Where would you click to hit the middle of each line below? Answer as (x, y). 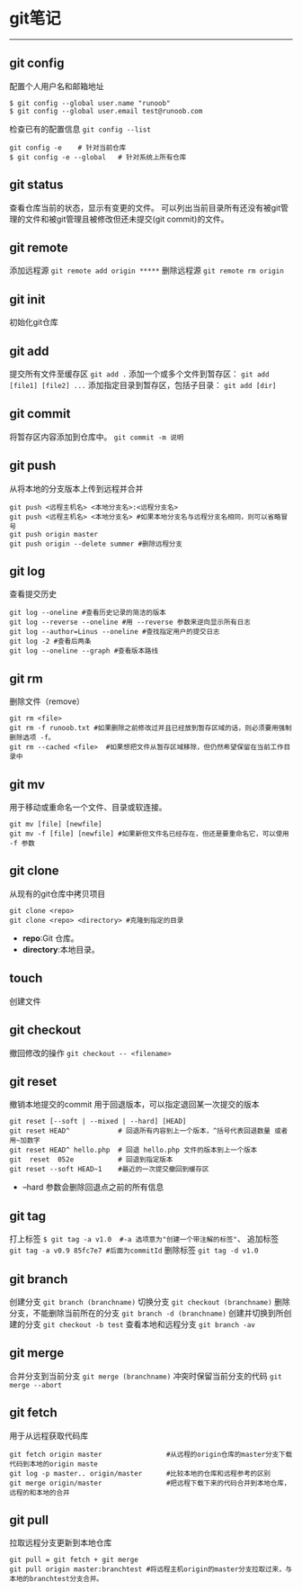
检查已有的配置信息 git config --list (80, 129)
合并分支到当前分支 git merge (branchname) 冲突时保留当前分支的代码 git (146, 1376)
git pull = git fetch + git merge (74, 1560)
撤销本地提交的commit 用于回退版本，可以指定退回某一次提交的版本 (134, 1105)
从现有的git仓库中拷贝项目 (58, 893)
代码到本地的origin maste (54, 1464)
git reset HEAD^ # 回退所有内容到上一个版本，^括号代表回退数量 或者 (149, 1131)
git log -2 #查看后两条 (50, 642)
